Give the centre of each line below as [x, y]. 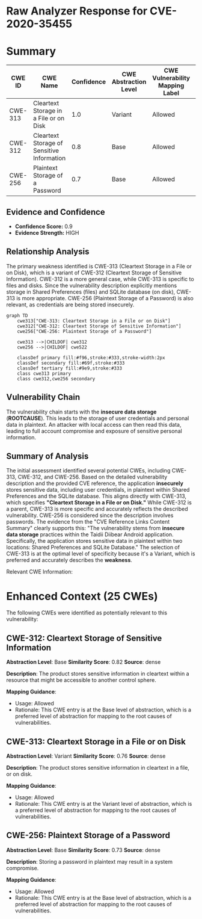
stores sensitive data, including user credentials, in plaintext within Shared [98, 490]
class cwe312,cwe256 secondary [56, 379]
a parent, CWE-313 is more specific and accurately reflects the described [97, 509]
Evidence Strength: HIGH [47, 232]
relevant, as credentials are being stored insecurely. [70, 305]
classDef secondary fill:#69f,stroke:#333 [71, 363]
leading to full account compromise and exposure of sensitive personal [94, 431]
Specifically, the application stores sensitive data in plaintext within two [94, 541]
